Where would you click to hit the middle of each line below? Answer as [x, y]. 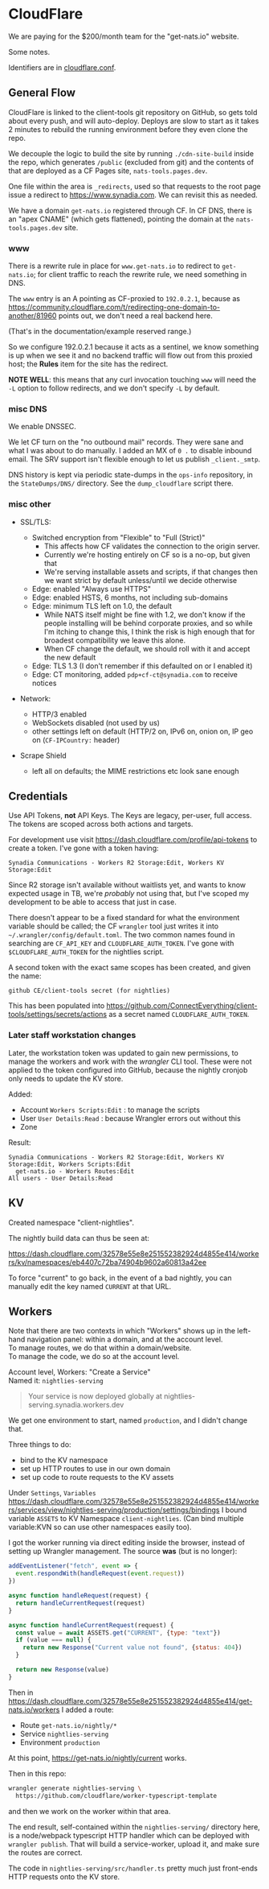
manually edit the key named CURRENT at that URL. [90, 1286]
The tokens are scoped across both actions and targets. [101, 824]
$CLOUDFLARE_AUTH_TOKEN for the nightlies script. [86, 952]
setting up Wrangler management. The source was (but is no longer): [123, 1552]
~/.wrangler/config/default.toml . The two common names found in [122, 935]
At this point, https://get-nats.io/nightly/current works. [98, 1758]
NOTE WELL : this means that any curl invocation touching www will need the [132, 380]
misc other [30, 504]
